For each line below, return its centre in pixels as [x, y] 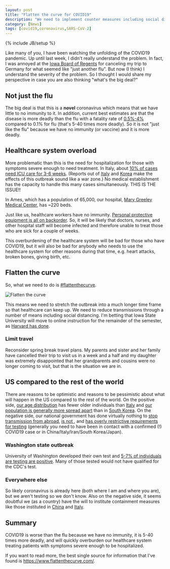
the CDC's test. [21, 466]
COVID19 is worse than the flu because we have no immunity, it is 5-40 [79, 535]
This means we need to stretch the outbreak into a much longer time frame [83, 304]
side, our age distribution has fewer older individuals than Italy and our [79, 405]
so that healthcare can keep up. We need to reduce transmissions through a [84, 310]
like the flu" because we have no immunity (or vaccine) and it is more [77, 129]
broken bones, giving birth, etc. [38, 256]
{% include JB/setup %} [30, 43]
